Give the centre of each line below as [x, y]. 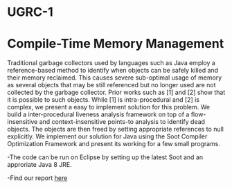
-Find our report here [37, 178]
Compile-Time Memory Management [116, 44]
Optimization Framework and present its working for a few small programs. [114, 144]
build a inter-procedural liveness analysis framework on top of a [98, 114]
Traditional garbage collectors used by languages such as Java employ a [111, 63]
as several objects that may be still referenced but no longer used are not [111, 85]
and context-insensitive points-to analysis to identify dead [122, 122]
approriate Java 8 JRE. [39, 165]
